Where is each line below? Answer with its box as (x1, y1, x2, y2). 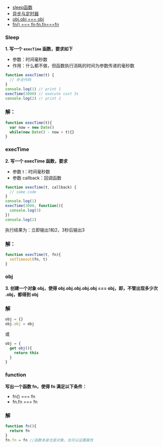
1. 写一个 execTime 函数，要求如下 (5, 46, 73, 52)
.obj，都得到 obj (5, 291, 39, 297)
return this (14, 350, 39, 355)
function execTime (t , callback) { (5, 185, 77, 190)
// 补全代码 (9, 77, 31, 82)
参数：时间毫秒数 (12, 56, 48, 62)
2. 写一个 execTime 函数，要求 (5, 158, 68, 164)
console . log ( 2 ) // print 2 (5, 96, 61, 101)
